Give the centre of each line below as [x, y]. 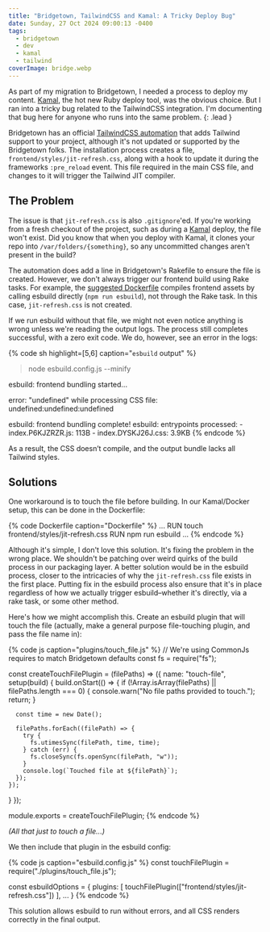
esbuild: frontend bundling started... [68, 384]
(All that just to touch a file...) [57, 831]
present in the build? [42, 254]
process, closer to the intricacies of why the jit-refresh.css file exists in [130, 576]
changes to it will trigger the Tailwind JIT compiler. [92, 175]
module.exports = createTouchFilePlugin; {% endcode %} [104, 816]
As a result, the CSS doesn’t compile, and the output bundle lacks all [122, 448]
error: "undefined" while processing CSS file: [83, 399]
